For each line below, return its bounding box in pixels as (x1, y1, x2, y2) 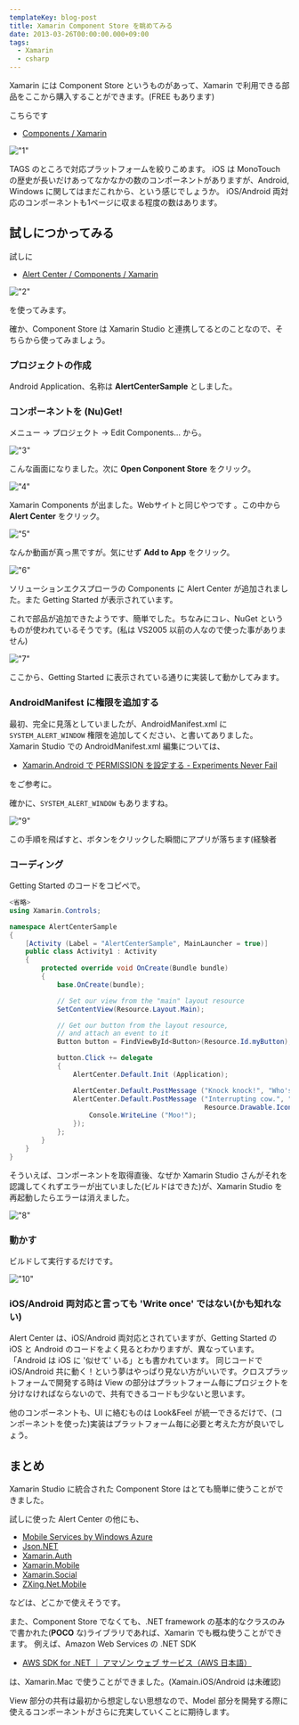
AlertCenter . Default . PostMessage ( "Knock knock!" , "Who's (72, 1086, 293, 1095)
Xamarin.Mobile (21, 1560, 80, 1571)
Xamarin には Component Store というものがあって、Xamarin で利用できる (9, 80, 282, 90)
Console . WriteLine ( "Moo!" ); (88, 1111, 198, 1120)
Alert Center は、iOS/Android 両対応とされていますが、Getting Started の (9, 1333, 278, 1343)
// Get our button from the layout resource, (56, 1021, 229, 1030)
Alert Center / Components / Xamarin (21, 268, 158, 279)
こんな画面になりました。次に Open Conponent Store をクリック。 (9, 464, 256, 474)
